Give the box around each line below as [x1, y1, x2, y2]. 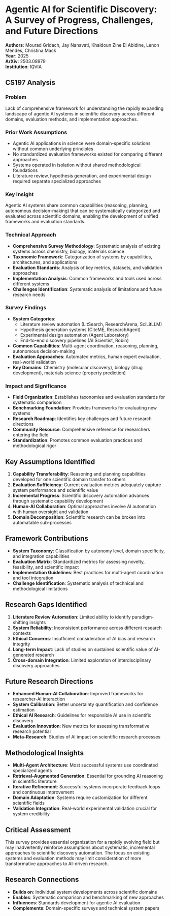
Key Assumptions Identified [5, 457, 95, 466]
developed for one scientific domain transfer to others [12, 476, 126, 482]
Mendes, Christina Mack [5, 47, 57, 53]
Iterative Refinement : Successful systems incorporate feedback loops [12, 784, 161, 790]
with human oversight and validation [12, 509, 89, 515]
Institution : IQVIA [5, 64, 42, 70]
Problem [5, 94, 27, 101]
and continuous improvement [12, 789, 75, 795]
